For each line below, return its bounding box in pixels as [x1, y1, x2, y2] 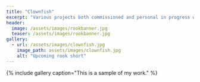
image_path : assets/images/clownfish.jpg [17, 48, 121, 53]
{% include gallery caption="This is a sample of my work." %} [6, 69, 158, 76]
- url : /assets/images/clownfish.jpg [11, 42, 105, 48]
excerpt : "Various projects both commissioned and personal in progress [6, 14, 190, 20]
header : [6, 20, 26, 26]
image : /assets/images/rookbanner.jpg [11, 25, 108, 31]
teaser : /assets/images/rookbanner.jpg [11, 31, 111, 37]
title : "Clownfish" [6, 8, 55, 15]
